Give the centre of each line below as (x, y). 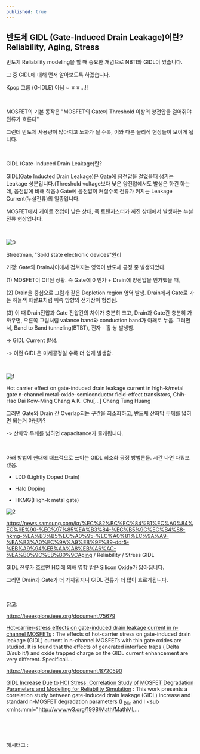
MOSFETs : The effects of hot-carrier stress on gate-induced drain (109, 634)
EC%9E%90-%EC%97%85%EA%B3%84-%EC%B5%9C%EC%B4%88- (96, 530)
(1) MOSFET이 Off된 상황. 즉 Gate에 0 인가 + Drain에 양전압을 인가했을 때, (93, 280)
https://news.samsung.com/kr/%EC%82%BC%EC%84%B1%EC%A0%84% (100, 524)
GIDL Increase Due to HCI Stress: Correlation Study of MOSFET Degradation (100, 683)
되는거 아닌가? (29, 421)
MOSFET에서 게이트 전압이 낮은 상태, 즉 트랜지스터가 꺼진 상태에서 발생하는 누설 (100, 211)
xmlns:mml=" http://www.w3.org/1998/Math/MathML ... (73, 710)
